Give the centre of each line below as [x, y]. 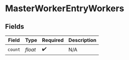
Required [53, 40]
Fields [15, 27]
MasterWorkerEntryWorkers [65, 9]
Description [82, 40]
